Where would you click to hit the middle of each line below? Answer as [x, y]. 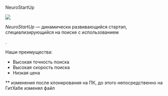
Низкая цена [26, 73]
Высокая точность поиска [41, 62]
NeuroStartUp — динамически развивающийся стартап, [66, 27]
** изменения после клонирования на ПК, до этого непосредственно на [84, 83]
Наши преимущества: [29, 52]
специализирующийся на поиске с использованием [62, 32]
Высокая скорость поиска [41, 67]
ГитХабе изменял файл [30, 88]
